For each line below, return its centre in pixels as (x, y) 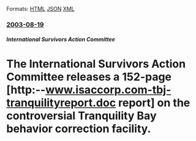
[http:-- (26, 89)
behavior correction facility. (79, 128)
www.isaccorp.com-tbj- (108, 89)
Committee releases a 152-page (89, 77)
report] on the (154, 103)
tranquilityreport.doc (61, 103)
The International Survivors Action (96, 64)
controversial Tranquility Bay (81, 116)
